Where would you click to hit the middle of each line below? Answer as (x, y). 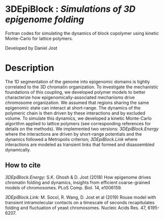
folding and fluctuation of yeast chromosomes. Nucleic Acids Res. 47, (76, 208)
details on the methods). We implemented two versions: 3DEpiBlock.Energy (82, 129)
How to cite (23, 165)
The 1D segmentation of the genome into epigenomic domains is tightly (78, 81)
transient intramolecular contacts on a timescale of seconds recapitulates (80, 202)
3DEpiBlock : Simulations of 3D (70, 9)
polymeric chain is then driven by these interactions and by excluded (75, 113)
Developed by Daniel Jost (31, 48)
